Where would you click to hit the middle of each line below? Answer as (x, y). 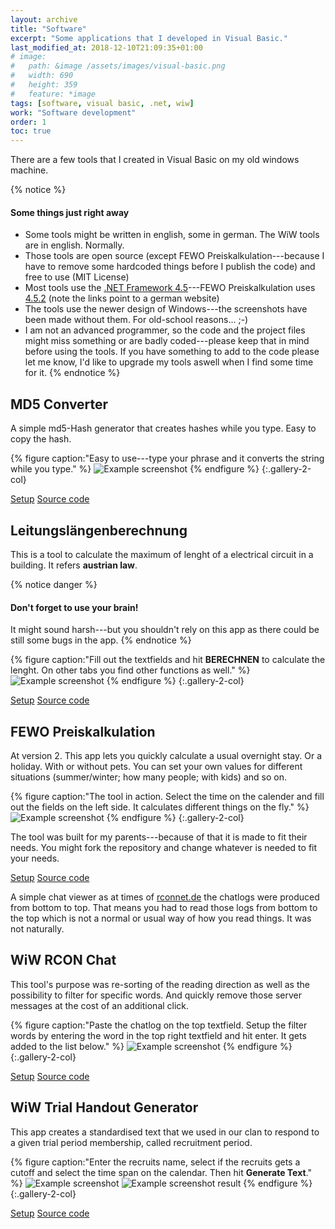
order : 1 (28, 122)
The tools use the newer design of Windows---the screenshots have (166, 309)
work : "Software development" (73, 112)
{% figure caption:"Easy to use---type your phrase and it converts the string (167, 458)
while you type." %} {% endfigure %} (135, 469)
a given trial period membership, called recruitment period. (131, 1142)
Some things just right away (70, 212)
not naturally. (37, 928)
